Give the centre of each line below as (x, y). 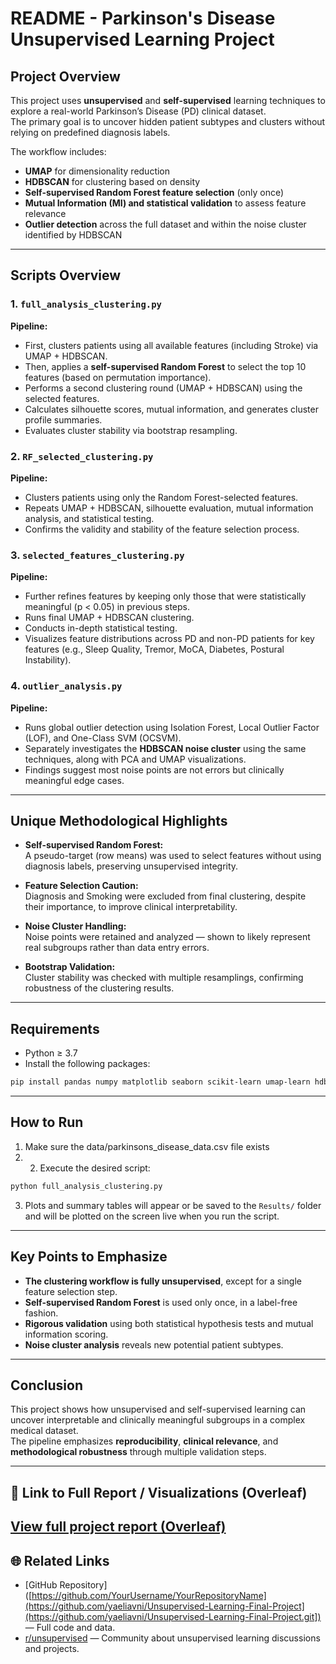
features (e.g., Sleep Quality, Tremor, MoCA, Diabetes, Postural (154, 649)
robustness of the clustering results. (99, 988)
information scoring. (66, 1334)
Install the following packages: (87, 1064)
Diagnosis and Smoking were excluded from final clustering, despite (165, 896)
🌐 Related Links (60, 1560)
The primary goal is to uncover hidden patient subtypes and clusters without (168, 121)
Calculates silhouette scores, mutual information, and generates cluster (171, 409)
